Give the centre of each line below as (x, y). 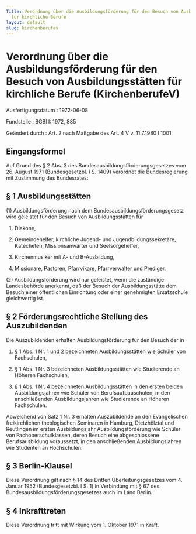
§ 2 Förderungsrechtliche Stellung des (77, 317)
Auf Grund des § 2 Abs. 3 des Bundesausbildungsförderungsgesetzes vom (96, 165)
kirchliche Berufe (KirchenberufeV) (93, 94)
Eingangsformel (36, 151)
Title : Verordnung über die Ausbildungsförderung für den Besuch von (92, 11)
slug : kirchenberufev (32, 28)
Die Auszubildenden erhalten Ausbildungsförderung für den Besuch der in (95, 340)
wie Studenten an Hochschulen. (44, 447)
